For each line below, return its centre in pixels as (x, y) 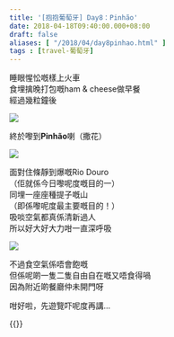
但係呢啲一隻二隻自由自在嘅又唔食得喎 (80, 276)
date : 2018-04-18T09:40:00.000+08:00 (80, 26)
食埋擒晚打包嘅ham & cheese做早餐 (75, 89)
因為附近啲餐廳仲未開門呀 (57, 287)
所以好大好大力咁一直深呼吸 (61, 228)
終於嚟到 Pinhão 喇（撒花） (58, 137)
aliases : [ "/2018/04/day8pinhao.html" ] (88, 43)
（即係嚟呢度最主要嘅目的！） (64, 206)
